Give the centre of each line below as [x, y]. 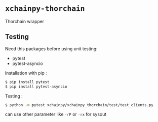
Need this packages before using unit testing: [51, 49]
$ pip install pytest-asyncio [36, 87]
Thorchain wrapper [25, 21]
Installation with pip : [26, 73]
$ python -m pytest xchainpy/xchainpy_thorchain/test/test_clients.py [79, 105]
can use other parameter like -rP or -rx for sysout [56, 114]
